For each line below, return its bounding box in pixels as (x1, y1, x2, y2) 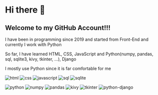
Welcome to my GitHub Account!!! (5, 24, 111, 32)
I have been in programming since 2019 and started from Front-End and (5, 36, 149, 42)
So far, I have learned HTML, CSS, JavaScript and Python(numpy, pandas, (5, 51, 154, 57)
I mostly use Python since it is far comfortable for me (5, 65, 111, 71)
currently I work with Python (5, 42, 62, 47)
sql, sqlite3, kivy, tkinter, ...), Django (5, 56, 76, 62)
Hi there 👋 (5, 4, 45, 16)
